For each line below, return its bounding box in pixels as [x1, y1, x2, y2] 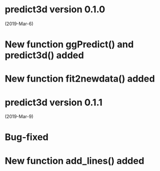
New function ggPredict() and [5, 39, 134, 50]
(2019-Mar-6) [5, 21, 34, 27]
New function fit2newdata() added [5, 73, 155, 85]
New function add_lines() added [5, 155, 145, 166]
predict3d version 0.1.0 [5, 4, 106, 15]
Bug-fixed [5, 131, 49, 143]
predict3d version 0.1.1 [5, 97, 103, 108]
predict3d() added [5, 50, 84, 61]
